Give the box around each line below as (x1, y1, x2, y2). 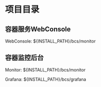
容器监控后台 (5, 54, 44, 62)
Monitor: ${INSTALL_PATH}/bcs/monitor (5, 66, 86, 73)
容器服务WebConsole (5, 25, 71, 33)
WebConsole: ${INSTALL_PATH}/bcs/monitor (5, 38, 96, 44)
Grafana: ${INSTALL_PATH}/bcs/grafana (5, 76, 86, 82)
